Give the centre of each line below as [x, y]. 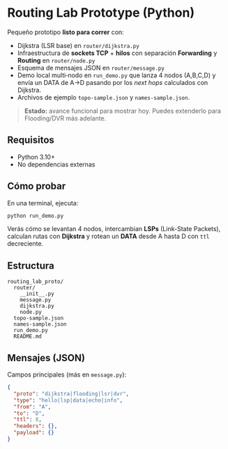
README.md [28, 337]
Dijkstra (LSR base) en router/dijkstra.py [78, 45]
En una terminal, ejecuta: [43, 203]
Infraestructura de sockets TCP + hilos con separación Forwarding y [117, 53]
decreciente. [25, 244]
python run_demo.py [36, 216]
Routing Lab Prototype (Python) [101, 13]
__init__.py [37, 294]
